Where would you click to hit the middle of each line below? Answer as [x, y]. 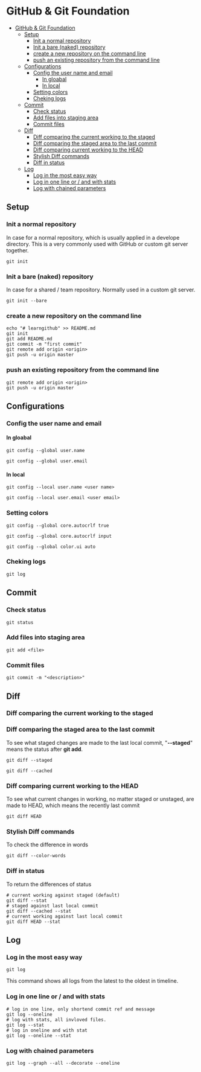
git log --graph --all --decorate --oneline [63, 1063]
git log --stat [25, 1025]
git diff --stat [27, 901]
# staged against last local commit [52, 906]
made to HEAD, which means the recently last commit [73, 806]
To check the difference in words [47, 845]
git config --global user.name [46, 451]
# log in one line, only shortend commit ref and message [81, 1009]
